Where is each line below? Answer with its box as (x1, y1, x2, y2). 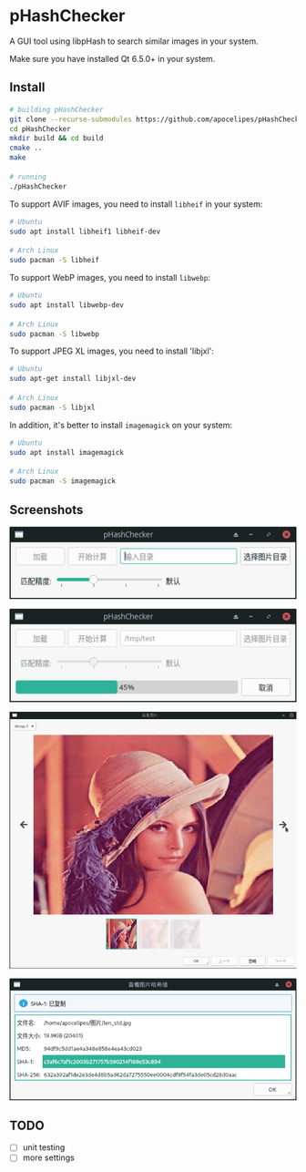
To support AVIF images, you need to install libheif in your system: (9, 198, 263, 210)
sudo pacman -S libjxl (9, 403, 96, 412)
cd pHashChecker (9, 124, 71, 133)
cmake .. (9, 143, 43, 153)
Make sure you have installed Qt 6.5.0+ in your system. (9, 53, 216, 64)
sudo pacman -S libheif (9, 256, 100, 265)
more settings (22, 1152, 75, 1163)
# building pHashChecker (9, 105, 104, 114)
